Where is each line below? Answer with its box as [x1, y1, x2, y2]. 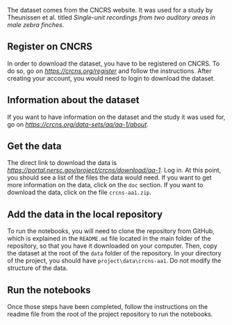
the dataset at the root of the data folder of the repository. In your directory [7, 249, 222, 257]
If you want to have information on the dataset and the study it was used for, [7, 113, 226, 121]
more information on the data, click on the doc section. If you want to [7, 181, 204, 189]
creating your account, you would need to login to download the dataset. [7, 74, 215, 82]
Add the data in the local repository [7, 208, 163, 220]
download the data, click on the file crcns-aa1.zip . [7, 188, 151, 197]
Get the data [7, 141, 62, 152]
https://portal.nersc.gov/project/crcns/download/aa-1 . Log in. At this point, [7, 166, 222, 175]
